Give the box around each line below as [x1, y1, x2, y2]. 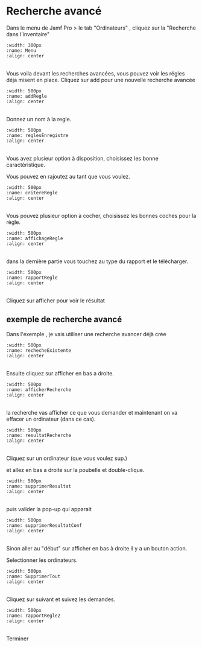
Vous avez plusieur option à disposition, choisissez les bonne [6, 155, 159, 162]
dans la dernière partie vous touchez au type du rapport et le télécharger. [6, 258, 189, 265]
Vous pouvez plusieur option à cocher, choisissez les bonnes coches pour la [6, 212, 197, 219]
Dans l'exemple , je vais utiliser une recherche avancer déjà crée [6, 330, 167, 337]
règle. [6, 218, 21, 226]
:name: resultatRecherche [6, 432, 71, 438]
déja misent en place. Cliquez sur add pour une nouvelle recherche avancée [6, 76, 196, 83]
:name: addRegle [6, 93, 47, 99]
